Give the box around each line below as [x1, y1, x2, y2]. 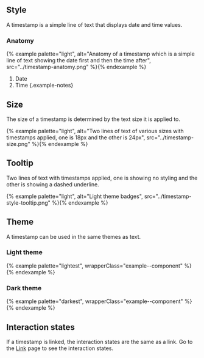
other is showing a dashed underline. [6, 180, 99, 188]
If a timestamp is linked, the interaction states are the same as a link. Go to [6, 338, 193, 345]
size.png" [6, 140, 30, 147]
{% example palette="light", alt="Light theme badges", [6, 192, 143, 200]
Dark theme [6, 283, 42, 292]
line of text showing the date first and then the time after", [6, 57, 151, 64]
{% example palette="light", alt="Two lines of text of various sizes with [6, 127, 184, 134]
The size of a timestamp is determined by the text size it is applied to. [6, 115, 181, 123]
